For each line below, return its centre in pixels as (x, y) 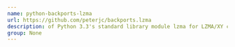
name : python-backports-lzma (50, 13)
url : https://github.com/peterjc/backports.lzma (79, 20)
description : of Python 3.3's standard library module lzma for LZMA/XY (115, 26)
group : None (24, 33)
